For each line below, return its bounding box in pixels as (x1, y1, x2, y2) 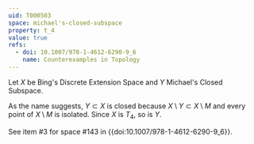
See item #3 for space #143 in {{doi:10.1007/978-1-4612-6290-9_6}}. (8, 127, 233, 136)
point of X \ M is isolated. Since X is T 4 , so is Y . (8, 109, 162, 121)
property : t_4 (8, 26, 56, 34)
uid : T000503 (8, 11, 52, 20)
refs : (8, 41, 26, 49)
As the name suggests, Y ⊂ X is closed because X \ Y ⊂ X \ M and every (8, 100, 246, 111)
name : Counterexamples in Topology (22, 56, 140, 64)
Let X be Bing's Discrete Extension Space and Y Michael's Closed (8, 77, 224, 87)
